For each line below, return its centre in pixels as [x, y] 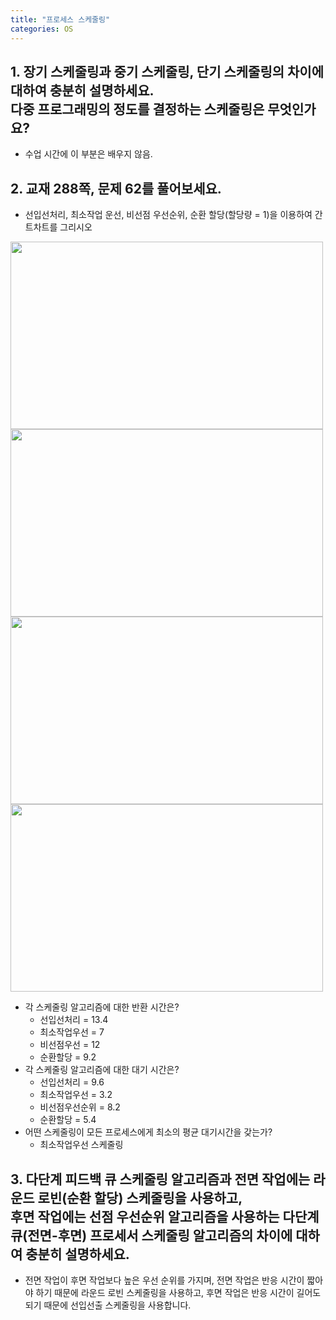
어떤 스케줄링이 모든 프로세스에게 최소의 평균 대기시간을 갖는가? [148, 1132]
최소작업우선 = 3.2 [76, 1095]
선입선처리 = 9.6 [72, 1082]
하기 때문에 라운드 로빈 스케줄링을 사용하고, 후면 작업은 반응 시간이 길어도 [178, 1292]
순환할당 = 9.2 [68, 1057]
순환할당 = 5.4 [68, 1120]
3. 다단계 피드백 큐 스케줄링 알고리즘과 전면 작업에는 [160, 1179]
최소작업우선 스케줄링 [81, 1145]
